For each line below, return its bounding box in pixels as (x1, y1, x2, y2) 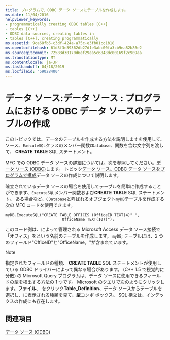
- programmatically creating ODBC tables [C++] (5, 21, 108, 27)
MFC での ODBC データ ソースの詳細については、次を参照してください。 (5, 159, 157, 166)
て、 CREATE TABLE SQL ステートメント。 (5, 148, 95, 154)
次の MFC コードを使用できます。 (5, 202, 75, 208)
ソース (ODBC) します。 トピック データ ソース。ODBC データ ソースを (15, 166, 161, 172)
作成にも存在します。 (18, 298, 63, 304)
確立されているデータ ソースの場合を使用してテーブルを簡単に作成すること (5, 183, 161, 189)
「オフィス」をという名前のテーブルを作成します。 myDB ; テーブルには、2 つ (5, 232, 163, 239)
